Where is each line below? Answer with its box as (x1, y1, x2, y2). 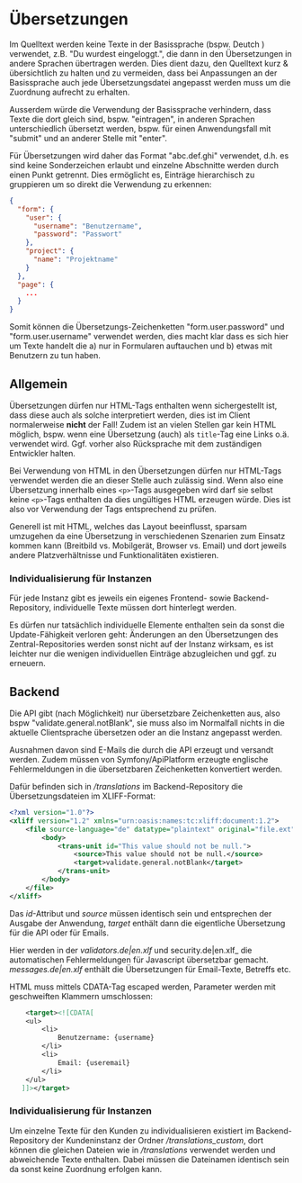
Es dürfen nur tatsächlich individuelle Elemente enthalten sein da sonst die (9, 619, 285, 630)
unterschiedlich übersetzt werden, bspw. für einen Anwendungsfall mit (9, 122, 271, 134)
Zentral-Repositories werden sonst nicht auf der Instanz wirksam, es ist (9, 639, 274, 650)
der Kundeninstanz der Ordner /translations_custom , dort (50, 1134, 263, 1145)
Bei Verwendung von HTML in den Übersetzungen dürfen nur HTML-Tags (9, 465, 282, 476)
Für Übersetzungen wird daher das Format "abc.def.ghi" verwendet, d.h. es (9, 149, 289, 161)
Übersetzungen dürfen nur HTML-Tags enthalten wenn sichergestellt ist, (9, 401, 278, 411)
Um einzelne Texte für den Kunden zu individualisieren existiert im (9, 1125, 254, 1136)
